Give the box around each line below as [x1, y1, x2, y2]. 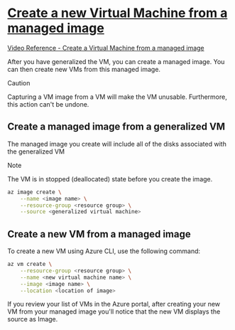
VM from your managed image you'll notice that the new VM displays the [7, 307, 221, 316]
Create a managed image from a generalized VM [7, 121, 226, 133]
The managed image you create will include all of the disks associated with [7, 139, 227, 148]
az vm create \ [7, 261, 53, 268]
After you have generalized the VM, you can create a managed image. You [7, 57, 225, 65]
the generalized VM [7, 147, 65, 156]
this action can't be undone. [7, 100, 89, 108]
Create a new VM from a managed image [7, 228, 191, 240]
